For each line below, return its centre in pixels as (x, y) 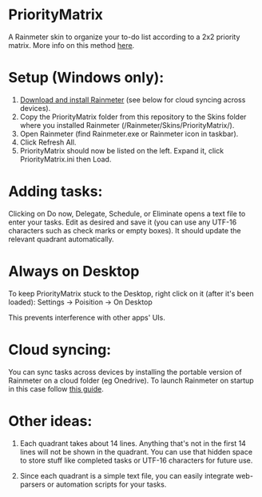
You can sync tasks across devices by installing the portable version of (125, 372)
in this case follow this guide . (56, 388)
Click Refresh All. (48, 142)
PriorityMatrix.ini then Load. (65, 159)
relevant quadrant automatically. (61, 239)
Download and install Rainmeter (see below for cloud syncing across (133, 99)
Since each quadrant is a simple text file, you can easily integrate (127, 475)
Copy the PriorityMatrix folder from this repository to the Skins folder (133, 117)
